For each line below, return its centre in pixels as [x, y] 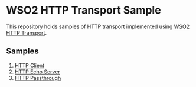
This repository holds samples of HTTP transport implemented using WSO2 [98, 26]
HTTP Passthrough [38, 78]
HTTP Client [30, 65]
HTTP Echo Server [37, 72]
